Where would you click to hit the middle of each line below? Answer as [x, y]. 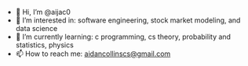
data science [36, 28]
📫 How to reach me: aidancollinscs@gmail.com [93, 54]
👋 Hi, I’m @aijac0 [43, 12]
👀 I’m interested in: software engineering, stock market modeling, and [128, 20]
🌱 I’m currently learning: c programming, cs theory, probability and [123, 36]
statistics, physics [45, 45]
